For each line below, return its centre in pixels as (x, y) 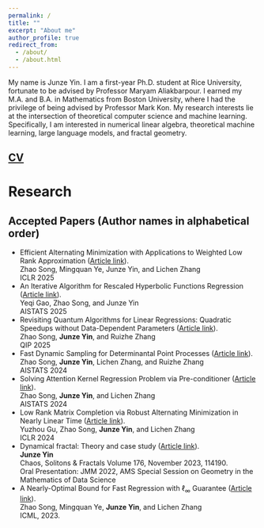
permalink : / (30, 15)
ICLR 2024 (37, 438)
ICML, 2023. (40, 515)
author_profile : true (44, 38)
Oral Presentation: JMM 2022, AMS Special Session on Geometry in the (136, 472)
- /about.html (38, 60)
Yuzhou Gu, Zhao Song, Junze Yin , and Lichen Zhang (107, 430)
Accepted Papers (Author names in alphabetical (129, 221)
